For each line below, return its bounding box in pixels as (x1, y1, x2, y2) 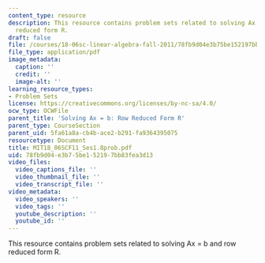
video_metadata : (8, 187, 62, 196)
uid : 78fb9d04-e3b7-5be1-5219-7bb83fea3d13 (8, 151, 154, 159)
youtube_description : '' (15, 210, 97, 218)
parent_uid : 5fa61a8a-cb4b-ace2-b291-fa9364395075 (8, 129, 178, 137)
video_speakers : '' (15, 195, 80, 203)
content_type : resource (8, 11, 87, 20)
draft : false (8, 33, 51, 42)
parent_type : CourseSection (8, 122, 101, 130)
